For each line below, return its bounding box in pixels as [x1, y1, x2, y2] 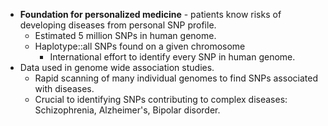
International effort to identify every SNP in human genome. [49, 51, 296, 63]
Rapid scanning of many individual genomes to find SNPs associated [34, 72, 318, 84]
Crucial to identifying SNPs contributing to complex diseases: [34, 94, 288, 105]
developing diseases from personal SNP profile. [19, 19, 217, 31]
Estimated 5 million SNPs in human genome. [34, 30, 217, 41]
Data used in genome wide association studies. [19, 62, 215, 73]
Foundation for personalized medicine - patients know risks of [19, 9, 282, 20]
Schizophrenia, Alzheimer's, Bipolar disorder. [34, 104, 221, 116]
